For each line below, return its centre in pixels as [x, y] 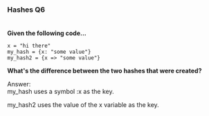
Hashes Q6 [26, 10]
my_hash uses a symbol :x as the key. [61, 92]
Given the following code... [47, 33]
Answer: [19, 84]
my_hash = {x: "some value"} [49, 52]
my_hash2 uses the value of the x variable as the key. [83, 105]
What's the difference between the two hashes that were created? [104, 71]
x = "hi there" [29, 46]
